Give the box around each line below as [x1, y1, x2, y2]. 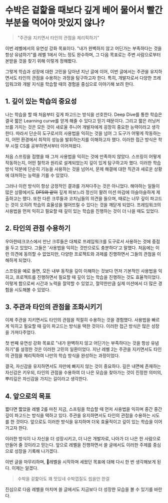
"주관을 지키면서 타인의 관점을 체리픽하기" [17, 35, 99, 41]
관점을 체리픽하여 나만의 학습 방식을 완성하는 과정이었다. [10, 353, 120, 359]
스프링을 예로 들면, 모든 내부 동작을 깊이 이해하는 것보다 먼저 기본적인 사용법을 [5, 268, 157, 274]
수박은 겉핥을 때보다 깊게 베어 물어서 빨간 [5, 5, 163, 16]
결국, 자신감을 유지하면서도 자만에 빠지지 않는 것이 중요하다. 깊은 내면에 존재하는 [5, 363, 161, 369]
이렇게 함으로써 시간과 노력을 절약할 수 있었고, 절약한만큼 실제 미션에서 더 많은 [5, 280, 157, 286]
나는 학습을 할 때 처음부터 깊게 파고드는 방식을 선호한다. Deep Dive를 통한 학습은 [5, 111, 162, 117]
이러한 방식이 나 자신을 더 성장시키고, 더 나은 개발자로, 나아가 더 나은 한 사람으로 [5, 436, 161, 442]
